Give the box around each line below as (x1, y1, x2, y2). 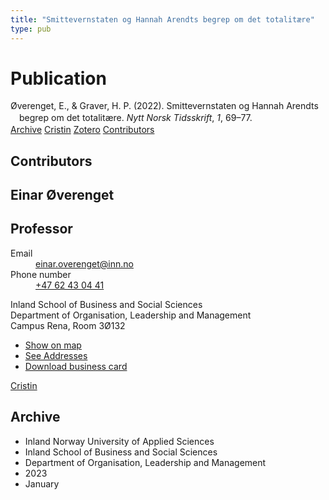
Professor (10, 221, 73, 238)
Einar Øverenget (10, 187, 115, 203)
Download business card (24, 360, 128, 372)
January (24, 477, 60, 490)
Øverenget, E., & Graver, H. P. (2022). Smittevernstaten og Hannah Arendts (10, 100, 319, 112)
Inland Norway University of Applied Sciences (24, 435, 215, 447)
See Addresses (24, 349, 88, 361)
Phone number (10, 268, 72, 280)
